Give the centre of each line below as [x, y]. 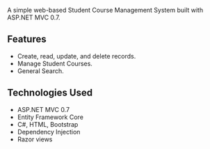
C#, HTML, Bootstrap [48, 124]
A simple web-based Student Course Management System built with [105, 10]
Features [27, 39]
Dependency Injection [49, 132]
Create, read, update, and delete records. [76, 56]
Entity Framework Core [50, 117]
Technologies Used [50, 93]
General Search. [40, 71]
